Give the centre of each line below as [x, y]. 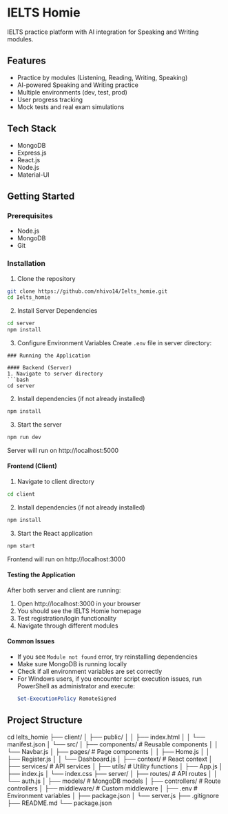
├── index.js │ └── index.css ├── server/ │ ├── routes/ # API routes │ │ [113, 773]
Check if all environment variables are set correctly [90, 672]
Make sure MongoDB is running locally [72, 664]
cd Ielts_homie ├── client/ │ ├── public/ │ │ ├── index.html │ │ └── [106, 737]
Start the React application [55, 533]
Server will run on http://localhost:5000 [63, 450]
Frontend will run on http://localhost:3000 [66, 559]
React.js [29, 159]
